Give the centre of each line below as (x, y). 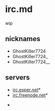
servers (17, 78)
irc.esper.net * (26, 89)
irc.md (19, 9)
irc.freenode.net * (30, 95)
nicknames (23, 39)
